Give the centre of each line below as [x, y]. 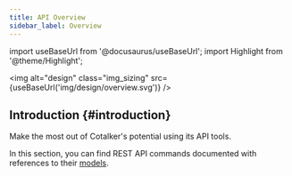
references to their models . [59, 163]
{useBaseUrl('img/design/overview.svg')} [85, 87]
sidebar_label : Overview [55, 26]
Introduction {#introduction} [90, 115]
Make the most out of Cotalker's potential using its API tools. [121, 136]
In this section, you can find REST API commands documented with [133, 154]
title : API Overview [48, 17]
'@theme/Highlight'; [46, 60]
